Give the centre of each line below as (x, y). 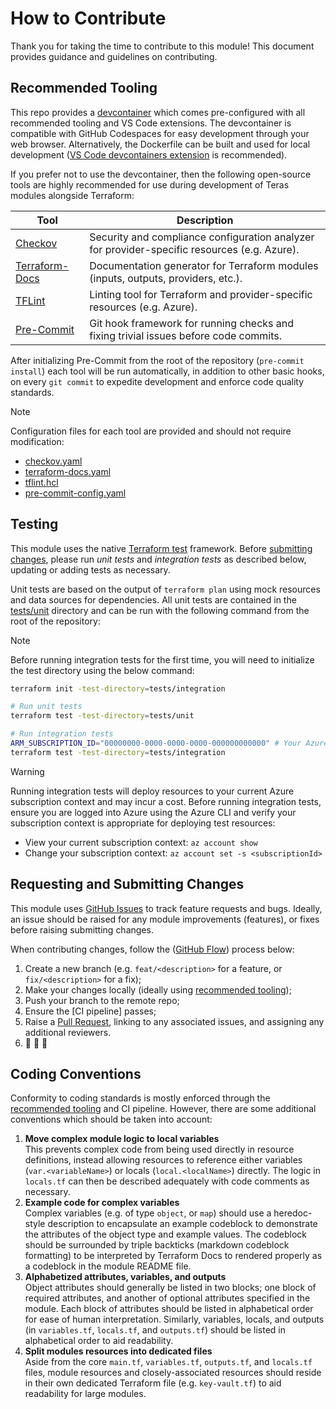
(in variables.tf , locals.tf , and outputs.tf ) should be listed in (155, 1330)
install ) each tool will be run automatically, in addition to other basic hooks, (167, 371)
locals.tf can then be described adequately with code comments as (167, 1181)
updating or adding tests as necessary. (90, 569)
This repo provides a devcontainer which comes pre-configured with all (158, 112)
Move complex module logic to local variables (122, 1139)
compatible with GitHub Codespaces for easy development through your (160, 133)
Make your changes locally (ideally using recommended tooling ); (158, 989)
